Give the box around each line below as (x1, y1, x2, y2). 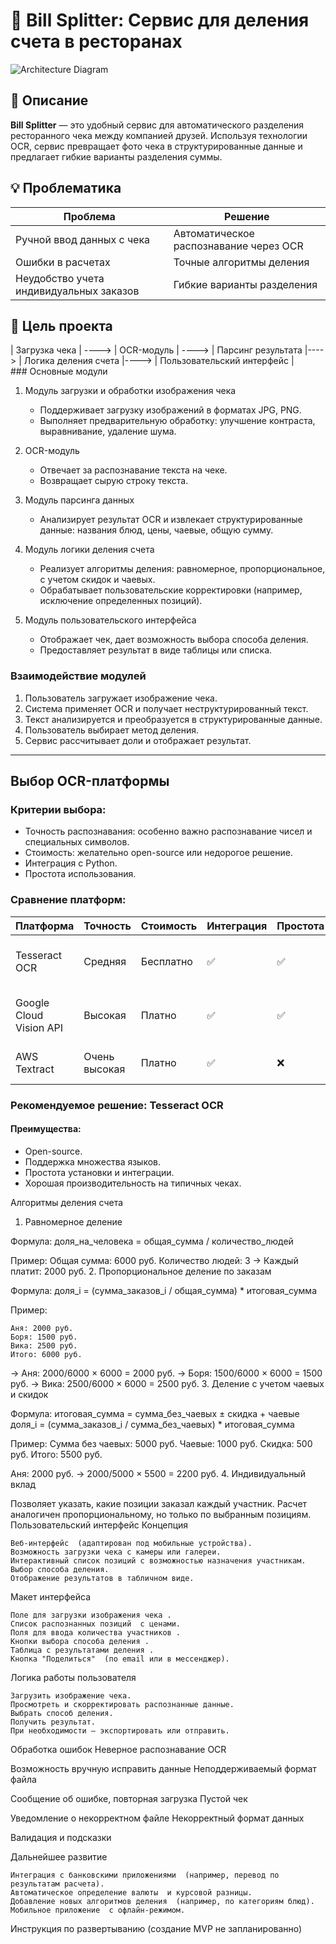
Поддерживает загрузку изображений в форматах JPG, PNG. (39, 404, 302, 416)
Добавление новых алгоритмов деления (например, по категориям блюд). (10, 1896, 315, 1906)
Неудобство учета (15, 271, 105, 285)
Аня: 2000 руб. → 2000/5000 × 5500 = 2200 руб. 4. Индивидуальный (10, 1467, 306, 1479)
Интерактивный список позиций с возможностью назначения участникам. (10, 1555, 307, 1566)
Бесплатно (140, 954, 193, 968)
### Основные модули (10, 365, 108, 378)
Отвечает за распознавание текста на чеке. (39, 464, 228, 476)
